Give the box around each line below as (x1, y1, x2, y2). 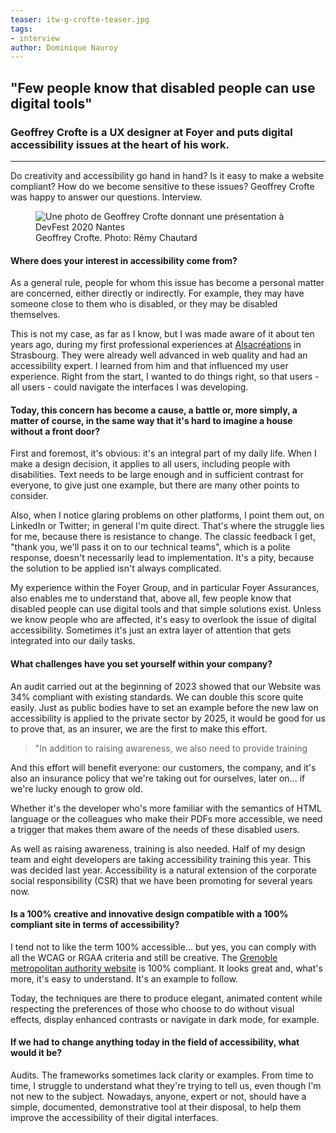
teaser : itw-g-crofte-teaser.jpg (10, 14, 150, 25)
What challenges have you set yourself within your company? (10, 657, 273, 670)
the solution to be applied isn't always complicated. (10, 562, 222, 575)
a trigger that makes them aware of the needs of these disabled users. (10, 823, 300, 835)
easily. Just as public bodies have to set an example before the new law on (10, 701, 319, 713)
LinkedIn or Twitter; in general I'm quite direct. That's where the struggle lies (10, 520, 325, 532)
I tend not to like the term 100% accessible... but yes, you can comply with (10, 941, 317, 953)
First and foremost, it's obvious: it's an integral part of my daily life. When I (10, 447, 317, 460)
